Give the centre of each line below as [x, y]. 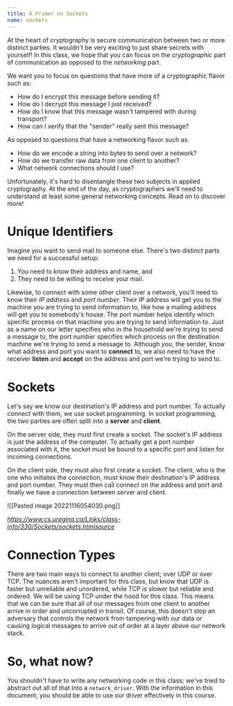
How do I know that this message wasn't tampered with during [106, 111]
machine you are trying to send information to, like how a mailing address [112, 307]
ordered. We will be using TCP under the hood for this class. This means [111, 596]
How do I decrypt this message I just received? [84, 104]
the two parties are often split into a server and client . [85, 421]
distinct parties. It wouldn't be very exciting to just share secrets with [106, 47]
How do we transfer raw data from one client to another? [98, 160]
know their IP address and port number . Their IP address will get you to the [114, 300]
